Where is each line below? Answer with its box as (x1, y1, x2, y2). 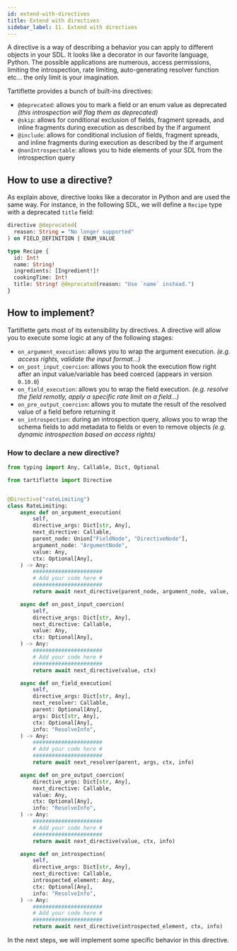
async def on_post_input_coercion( (20, 600, 125, 608)
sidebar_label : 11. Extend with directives (7, 23, 138, 31)
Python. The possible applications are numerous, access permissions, (7, 58, 212, 67)
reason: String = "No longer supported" (13, 229, 134, 236)
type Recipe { (7, 248, 50, 255)
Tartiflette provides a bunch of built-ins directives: (7, 87, 154, 96)
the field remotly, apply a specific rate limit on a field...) (17, 392, 179, 401)
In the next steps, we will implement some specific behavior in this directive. (7, 936, 230, 945)
